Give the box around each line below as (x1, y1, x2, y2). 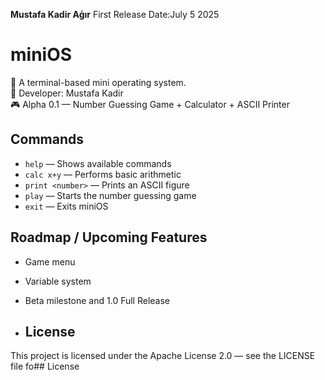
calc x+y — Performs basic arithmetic (24, 168, 182, 180)
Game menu (24, 255, 76, 268)
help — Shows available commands (24, 157, 172, 169)
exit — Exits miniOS (24, 200, 109, 212)
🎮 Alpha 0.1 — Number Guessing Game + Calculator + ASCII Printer (10, 98, 290, 110)
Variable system (24, 275, 92, 287)
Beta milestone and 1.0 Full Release (24, 294, 171, 306)
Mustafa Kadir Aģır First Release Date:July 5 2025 (10, 9, 220, 20)
